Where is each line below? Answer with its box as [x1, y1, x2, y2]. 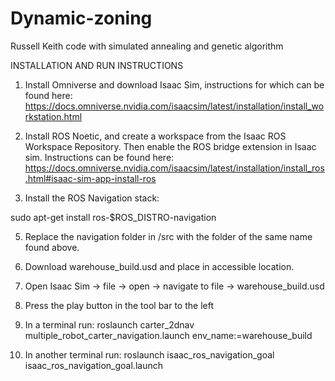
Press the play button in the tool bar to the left [24, 299, 214, 311]
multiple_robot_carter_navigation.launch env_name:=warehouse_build [24, 329, 313, 341]
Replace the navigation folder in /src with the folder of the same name [24, 230, 313, 242]
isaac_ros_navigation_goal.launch [24, 359, 163, 371]
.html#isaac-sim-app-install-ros [24, 172, 157, 184]
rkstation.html [24, 110, 83, 122]
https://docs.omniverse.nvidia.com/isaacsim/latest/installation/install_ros [24, 162, 325, 174]
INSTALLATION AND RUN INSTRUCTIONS [10, 59, 184, 71]
